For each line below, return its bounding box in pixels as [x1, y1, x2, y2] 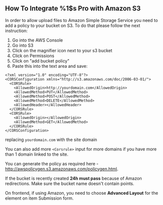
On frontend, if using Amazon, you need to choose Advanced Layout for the [5, 190, 158, 196]
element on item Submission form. [5, 195, 74, 201]
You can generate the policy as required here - [5, 161, 99, 166]
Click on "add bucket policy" [12, 58, 70, 63]
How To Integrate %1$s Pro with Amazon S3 [5, 4, 141, 13]
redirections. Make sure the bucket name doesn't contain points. [5, 181, 135, 186]
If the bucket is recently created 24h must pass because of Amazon [5, 175, 142, 181]
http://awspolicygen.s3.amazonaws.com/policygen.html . [5, 166, 119, 172]
